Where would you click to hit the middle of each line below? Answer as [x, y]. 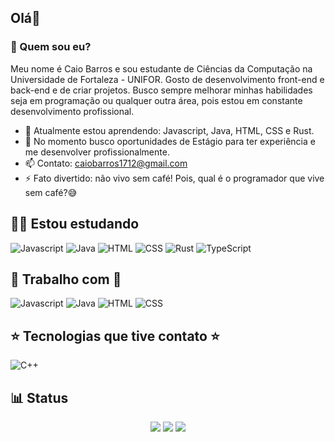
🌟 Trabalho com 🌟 [66, 279]
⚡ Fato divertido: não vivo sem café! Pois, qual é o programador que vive [174, 178]
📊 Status [39, 397]
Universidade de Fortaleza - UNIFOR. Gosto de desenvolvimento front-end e [167, 79]
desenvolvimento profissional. [72, 111]
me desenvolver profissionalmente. [97, 152]
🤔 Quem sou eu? [51, 47]
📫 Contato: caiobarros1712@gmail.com [106, 163]
